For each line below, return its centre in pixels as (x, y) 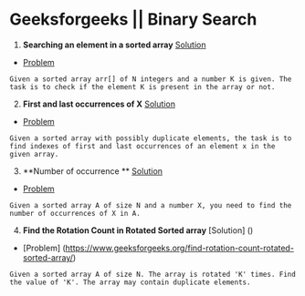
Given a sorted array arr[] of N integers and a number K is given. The (151, 79)
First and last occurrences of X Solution (99, 104)
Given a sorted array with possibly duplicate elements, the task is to (151, 138)
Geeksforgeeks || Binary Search (133, 20)
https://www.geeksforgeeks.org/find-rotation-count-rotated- (180, 248)
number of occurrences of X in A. (75, 213)
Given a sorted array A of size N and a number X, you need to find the (151, 205)
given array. (34, 154)
